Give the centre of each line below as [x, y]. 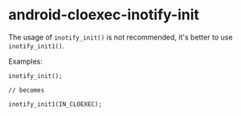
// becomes [27, 90]
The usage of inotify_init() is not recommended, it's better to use [120, 37]
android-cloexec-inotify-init [104, 15]
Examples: [25, 61]
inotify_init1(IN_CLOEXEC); [55, 104]
